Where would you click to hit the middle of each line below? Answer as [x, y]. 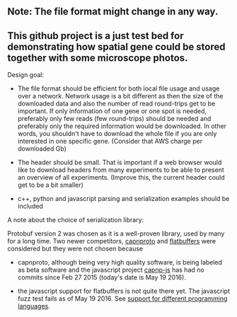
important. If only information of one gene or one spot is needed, [112, 111]
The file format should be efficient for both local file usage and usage [118, 88]
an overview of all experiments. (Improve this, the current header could [121, 178]
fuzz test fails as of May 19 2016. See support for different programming [122, 299]
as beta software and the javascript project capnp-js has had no [111, 270]
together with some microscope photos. [98, 58]
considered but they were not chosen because [75, 249]
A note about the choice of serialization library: [76, 220]
